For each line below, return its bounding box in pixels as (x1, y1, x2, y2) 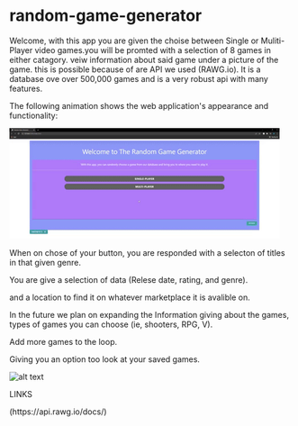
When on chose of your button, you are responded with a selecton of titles (9, 247, 285, 258)
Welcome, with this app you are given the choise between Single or (9, 35, 259, 46)
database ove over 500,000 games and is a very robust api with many (9, 73, 268, 84)
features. (9, 83, 43, 94)
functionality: (9, 110, 59, 121)
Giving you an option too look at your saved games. (9, 353, 201, 365)
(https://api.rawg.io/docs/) (9, 406, 107, 417)
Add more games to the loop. (9, 336, 118, 347)
